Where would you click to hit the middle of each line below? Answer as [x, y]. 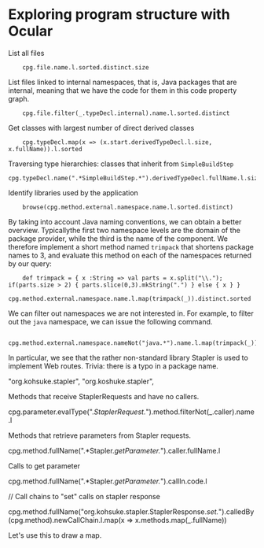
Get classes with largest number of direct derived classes [101, 128]
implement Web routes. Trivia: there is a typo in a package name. [113, 366]
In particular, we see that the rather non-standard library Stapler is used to [128, 357]
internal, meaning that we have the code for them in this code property [123, 90]
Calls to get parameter [44, 465]
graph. [19, 98]
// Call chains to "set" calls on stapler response [84, 496]
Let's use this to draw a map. [55, 535]
